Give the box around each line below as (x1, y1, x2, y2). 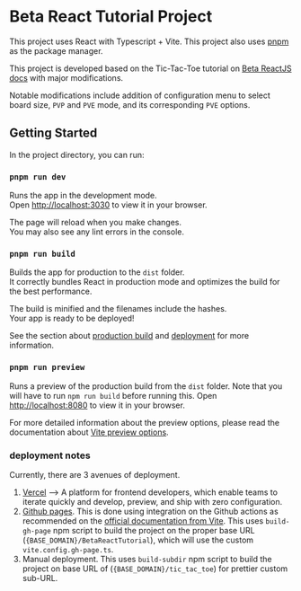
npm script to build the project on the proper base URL (52, 525, 256, 535)
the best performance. (9, 286, 93, 297)
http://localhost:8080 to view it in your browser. (9, 400, 186, 410)
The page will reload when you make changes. (9, 217, 182, 228)
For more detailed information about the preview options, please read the (9, 417, 280, 428)
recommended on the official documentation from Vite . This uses (22, 515, 264, 526)
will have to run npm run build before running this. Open (9, 390, 217, 401)
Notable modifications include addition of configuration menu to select (9, 90, 271, 101)
